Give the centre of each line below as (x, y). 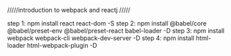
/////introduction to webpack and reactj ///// (69, 10)
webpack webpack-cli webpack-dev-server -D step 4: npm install (101, 38)
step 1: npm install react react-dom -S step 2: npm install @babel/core (107, 23)
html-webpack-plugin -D (62, 45)
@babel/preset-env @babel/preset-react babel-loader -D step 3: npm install (116, 31)
